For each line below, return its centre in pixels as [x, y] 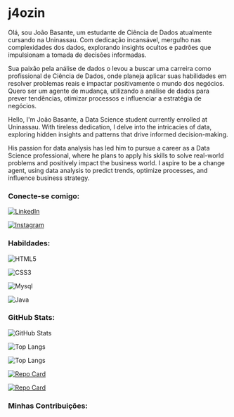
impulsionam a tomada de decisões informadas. [77, 55]
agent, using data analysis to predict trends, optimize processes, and [108, 170]
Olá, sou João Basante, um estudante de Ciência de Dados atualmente [110, 32]
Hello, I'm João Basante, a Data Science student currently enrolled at [108, 119]
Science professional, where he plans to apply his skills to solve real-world [116, 155]
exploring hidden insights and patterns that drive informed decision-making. [118, 134]
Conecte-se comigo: [44, 196]
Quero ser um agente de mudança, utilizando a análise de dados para [109, 91]
